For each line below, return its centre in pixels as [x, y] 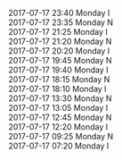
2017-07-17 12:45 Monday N [60, 117]
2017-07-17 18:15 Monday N [59, 79]
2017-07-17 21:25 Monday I [58, 32]
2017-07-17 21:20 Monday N [60, 41]
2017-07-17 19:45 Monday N [60, 60]
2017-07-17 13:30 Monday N [60, 98]
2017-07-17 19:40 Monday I [58, 70]
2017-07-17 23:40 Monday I [59, 13]
